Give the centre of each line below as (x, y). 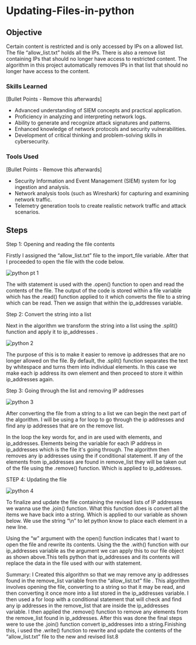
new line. (17, 527)
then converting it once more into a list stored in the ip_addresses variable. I (97, 593)
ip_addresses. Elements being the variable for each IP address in (84, 443)
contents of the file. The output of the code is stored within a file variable (94, 291)
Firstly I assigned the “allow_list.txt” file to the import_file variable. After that (97, 256)
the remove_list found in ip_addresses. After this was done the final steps (94, 618)
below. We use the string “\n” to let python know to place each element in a (97, 521)
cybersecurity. (32, 142)
